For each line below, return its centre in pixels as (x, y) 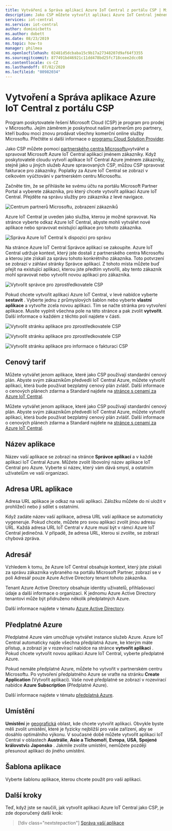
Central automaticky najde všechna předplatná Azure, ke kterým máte (79, 642)
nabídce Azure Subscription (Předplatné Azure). (57, 685)
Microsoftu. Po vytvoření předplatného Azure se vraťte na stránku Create (82, 674)
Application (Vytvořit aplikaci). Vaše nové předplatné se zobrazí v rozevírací (86, 680)
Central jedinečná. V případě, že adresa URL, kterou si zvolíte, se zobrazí (82, 533)
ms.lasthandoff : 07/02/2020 (35, 67)
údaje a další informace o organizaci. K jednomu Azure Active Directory (81, 593)
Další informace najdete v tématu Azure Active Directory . (65, 609)
